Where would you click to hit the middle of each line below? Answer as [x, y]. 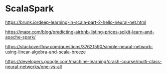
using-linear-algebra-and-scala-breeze [46, 52]
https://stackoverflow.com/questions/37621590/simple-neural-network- [79, 46]
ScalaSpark [29, 9]
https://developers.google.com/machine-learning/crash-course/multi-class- [83, 61]
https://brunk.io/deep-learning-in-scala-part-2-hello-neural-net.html [76, 22]
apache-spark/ [20, 37]
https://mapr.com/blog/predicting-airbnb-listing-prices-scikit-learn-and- [80, 32]
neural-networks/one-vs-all [34, 67]
